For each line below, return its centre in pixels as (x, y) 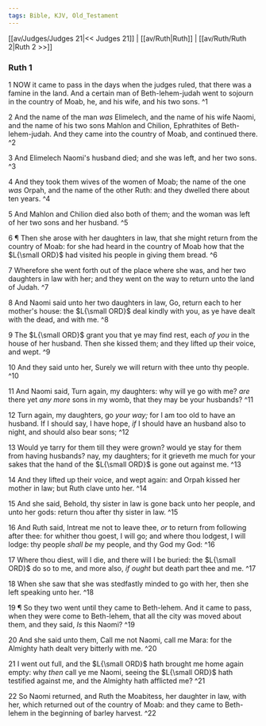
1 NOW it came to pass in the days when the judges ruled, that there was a (130, 84)
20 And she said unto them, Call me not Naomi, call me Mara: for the (120, 640)
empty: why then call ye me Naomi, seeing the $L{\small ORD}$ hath (121, 672)
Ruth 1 (21, 67)
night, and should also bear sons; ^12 (69, 431)
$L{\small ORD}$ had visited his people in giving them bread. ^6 (113, 255)
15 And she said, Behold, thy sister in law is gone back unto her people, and (132, 503)
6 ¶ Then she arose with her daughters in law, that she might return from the (133, 238)
